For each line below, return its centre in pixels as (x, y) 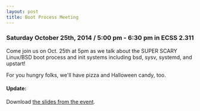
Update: (16, 88)
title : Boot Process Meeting (42, 17)
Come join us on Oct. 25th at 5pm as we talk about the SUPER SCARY (92, 50)
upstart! (16, 64)
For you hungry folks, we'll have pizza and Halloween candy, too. (86, 75)
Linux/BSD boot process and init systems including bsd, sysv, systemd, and (99, 57)
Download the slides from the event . (51, 102)
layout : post (22, 12)
